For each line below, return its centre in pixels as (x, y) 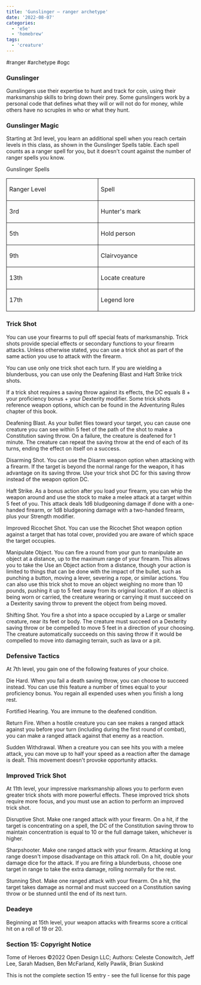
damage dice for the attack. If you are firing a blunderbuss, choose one (94, 863)
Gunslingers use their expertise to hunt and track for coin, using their (91, 91)
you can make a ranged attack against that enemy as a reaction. (85, 736)
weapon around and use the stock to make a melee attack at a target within (99, 497)
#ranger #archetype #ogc (38, 62)
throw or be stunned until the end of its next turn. (67, 894)
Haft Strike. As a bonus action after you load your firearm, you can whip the (99, 491)
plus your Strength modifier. (41, 516)
